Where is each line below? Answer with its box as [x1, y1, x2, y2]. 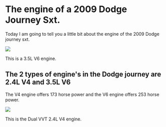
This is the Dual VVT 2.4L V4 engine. [5, 116, 82, 122]
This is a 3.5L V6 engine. [5, 55, 56, 61]
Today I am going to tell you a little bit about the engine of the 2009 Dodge [5, 31, 159, 37]
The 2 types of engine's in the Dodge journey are [5, 70, 161, 79]
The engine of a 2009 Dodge [5, 4, 127, 15]
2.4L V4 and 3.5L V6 [5, 78, 71, 87]
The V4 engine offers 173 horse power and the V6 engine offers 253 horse [5, 91, 159, 97]
